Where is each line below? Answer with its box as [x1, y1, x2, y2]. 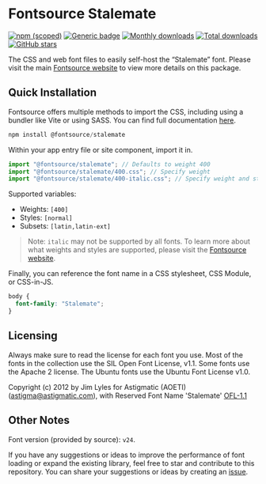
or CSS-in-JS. [8, 278, 54, 287]
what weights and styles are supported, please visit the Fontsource [27, 245, 247, 255]
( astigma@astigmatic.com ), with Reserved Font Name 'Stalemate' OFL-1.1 [8, 391, 248, 400]
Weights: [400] [19, 205, 69, 214]
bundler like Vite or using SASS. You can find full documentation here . [8, 115, 236, 125]
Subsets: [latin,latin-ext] [19, 221, 111, 231]
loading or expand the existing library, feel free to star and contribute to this [8, 458, 255, 467]
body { [8, 293, 30, 301]
